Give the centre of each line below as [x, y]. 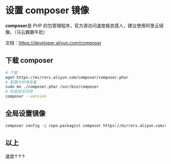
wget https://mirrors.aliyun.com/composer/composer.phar [67, 77]
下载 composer [29, 61]
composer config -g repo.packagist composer [53, 126]
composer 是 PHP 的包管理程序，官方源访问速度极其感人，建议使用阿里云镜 [84, 26]
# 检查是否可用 [19, 92]
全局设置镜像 [25, 114]
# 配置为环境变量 [21, 82]
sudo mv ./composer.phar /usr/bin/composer [52, 87]
